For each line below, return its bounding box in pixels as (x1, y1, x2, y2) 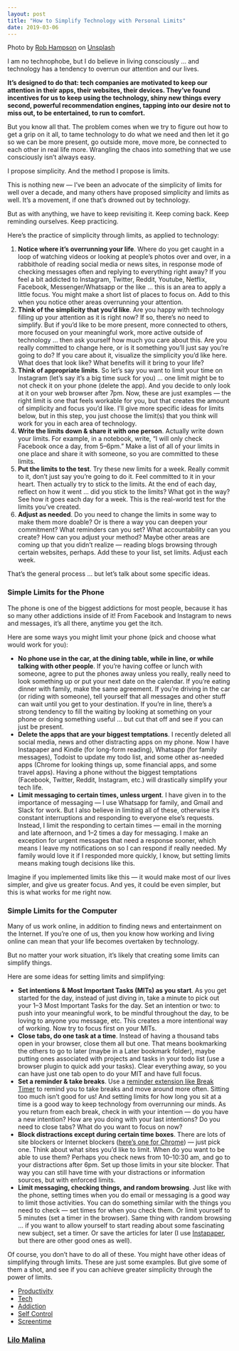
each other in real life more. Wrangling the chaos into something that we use (7, 146, 231, 154)
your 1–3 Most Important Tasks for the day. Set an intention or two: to (17, 1001, 221, 1010)
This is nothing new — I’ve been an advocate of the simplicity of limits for (7, 181, 223, 189)
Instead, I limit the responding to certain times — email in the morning (17, 821, 222, 829)
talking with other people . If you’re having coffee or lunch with (17, 662, 203, 670)
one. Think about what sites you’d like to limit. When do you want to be (17, 1145, 225, 1153)
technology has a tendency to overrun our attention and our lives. (7, 65, 199, 74)
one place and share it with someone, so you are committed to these (17, 450, 219, 458)
